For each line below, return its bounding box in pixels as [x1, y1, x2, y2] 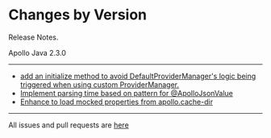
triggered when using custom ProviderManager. [19, 79, 180, 90]
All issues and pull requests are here [8, 119, 129, 130]
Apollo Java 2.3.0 [8, 48, 67, 57]
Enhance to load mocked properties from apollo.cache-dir [19, 97, 214, 107]
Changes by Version [8, 6, 148, 24]
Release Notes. [8, 32, 59, 42]
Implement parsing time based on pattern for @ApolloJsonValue [19, 88, 234, 98]
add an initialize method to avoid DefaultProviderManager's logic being [19, 71, 256, 81]
